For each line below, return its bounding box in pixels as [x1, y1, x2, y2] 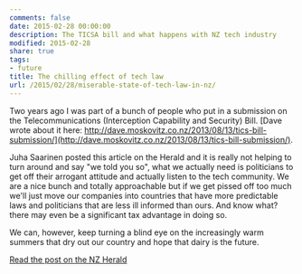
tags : [9, 55, 30, 64]
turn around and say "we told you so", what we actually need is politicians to [9, 161, 294, 172]
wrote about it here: [9, 124, 83, 136]
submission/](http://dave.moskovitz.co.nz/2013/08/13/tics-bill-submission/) [9, 134, 291, 145]
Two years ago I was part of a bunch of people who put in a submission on [9, 105, 288, 116]
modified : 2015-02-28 [9, 38, 91, 48]
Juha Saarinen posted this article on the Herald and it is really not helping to [9, 151, 292, 163]
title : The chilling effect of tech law [9, 72, 165, 81]
